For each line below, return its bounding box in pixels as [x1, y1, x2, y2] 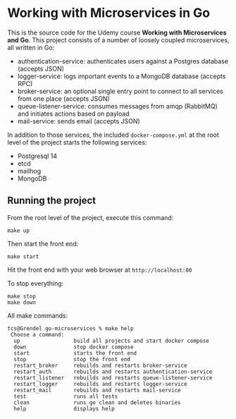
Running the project [7, 195, 97, 207]
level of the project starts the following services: [7, 138, 147, 146]
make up [7, 227, 30, 234]
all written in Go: [7, 43, 55, 51]
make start [7, 253, 39, 260]
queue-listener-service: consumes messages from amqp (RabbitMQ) [17, 102, 218, 110]
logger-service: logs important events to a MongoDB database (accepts [17, 72, 226, 80]
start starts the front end [13, 349, 137, 357]
